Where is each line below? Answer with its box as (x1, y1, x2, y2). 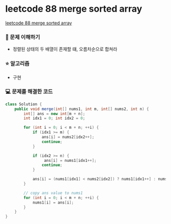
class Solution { (5, 101, 42, 107)
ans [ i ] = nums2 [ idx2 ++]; (41, 134, 95, 140)
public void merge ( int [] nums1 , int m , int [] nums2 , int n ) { (14, 106, 149, 111)
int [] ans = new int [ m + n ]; (23, 111, 85, 116)
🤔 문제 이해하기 (5, 34, 40, 41)
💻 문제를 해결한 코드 (5, 88, 53, 95)
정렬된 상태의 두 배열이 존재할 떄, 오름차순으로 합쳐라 (12, 46, 118, 52)
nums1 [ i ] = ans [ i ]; (32, 200, 74, 205)
